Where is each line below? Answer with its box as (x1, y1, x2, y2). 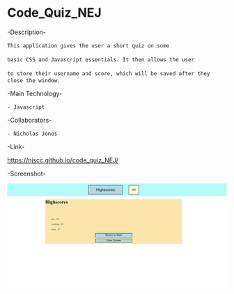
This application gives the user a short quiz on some (7, 42, 170, 49)
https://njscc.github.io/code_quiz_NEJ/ (7, 155, 118, 164)
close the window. (7, 77, 61, 84)
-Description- (7, 28, 47, 36)
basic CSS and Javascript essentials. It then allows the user (7, 56, 195, 63)
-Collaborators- (7, 116, 52, 124)
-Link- (7, 142, 25, 150)
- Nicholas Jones (7, 130, 58, 137)
